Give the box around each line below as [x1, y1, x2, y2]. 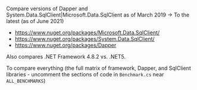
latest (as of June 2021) [6, 18, 64, 24]
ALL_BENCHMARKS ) [6, 77, 46, 84]
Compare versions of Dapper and [6, 5, 88, 12]
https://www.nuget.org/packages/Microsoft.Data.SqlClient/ [14, 29, 160, 36]
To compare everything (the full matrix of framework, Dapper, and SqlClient [6, 65, 192, 72]
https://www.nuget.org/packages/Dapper [14, 41, 117, 49]
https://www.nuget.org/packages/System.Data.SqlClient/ [14, 36, 155, 42]
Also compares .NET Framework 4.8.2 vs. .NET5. [6, 53, 126, 60]
